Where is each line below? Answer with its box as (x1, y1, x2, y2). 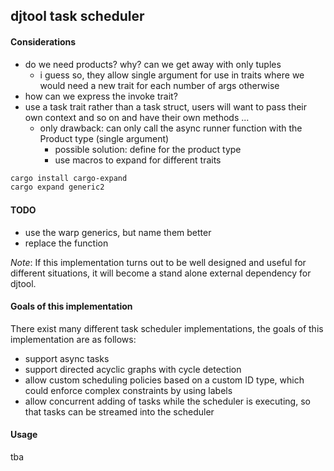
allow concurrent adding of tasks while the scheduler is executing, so (24, 395, 311, 407)
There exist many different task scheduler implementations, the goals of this (10, 322, 324, 334)
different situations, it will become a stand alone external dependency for (10, 267, 312, 279)
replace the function (24, 237, 109, 249)
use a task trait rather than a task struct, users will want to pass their (24, 100, 308, 113)
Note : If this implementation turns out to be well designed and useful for (10, 256, 307, 268)
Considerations (10, 35, 77, 48)
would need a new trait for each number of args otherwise (39, 79, 280, 91)
